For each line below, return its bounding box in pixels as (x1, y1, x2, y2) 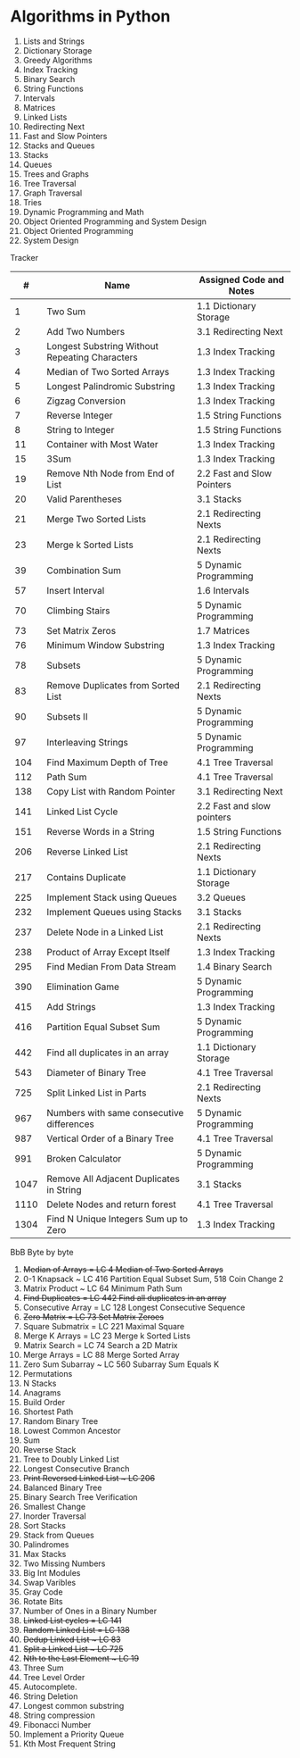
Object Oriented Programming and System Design (22, 216, 207, 227)
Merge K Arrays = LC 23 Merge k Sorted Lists (22, 1330, 191, 1341)
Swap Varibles (22, 1577, 77, 1587)
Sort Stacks (22, 1520, 66, 1530)
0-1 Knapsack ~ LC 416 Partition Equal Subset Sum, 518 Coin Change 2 (22, 1273, 284, 1284)
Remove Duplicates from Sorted (46, 679, 181, 691)
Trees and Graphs (22, 168, 90, 179)
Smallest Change (22, 1501, 86, 1512)
